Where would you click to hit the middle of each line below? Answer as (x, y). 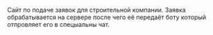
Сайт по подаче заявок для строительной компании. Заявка (96, 10)
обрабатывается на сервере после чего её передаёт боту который (107, 17)
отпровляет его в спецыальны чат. (58, 24)
